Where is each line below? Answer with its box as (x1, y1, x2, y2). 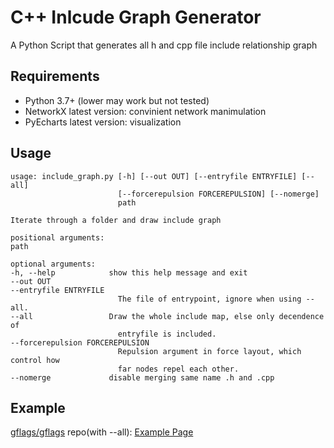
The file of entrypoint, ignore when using (117, 294, 302, 304)
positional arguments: (10, 232, 105, 243)
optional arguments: (10, 259, 97, 269)
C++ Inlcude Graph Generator (10, 6, 262, 29)
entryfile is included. (117, 329, 217, 339)
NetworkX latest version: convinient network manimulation (24, 105, 267, 117)
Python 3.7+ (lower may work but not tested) (24, 94, 210, 106)
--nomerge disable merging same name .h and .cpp (10, 372, 275, 383)
